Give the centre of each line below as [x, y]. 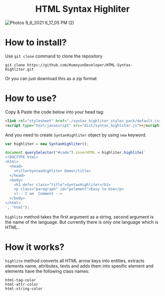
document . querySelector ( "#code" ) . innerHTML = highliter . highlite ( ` [76, 153]
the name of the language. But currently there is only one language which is [82, 222]
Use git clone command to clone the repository [54, 56]
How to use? [31, 98]
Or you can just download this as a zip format [51, 78]
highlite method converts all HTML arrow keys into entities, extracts [75, 261]
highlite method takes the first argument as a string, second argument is [79, 216]
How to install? [36, 42]
